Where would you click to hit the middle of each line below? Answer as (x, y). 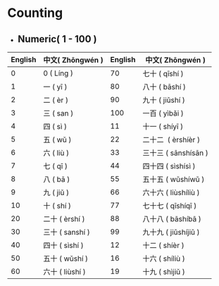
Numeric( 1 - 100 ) (57, 39)
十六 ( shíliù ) (164, 259)
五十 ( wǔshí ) (66, 259)
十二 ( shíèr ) (163, 245)
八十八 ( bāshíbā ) (172, 219)
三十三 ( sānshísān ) (176, 153)
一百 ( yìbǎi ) (163, 113)
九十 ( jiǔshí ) (164, 100)
